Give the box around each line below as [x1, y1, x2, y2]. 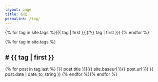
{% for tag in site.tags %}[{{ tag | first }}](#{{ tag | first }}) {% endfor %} [5, 30, 150, 36]
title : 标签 [5, 12, 28, 17]
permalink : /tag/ [5, 16, 40, 21]
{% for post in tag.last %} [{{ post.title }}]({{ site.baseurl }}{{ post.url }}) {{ [5, 66, 154, 72]
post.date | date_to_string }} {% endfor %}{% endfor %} [5, 71, 118, 77]
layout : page [5, 7, 32, 12]
